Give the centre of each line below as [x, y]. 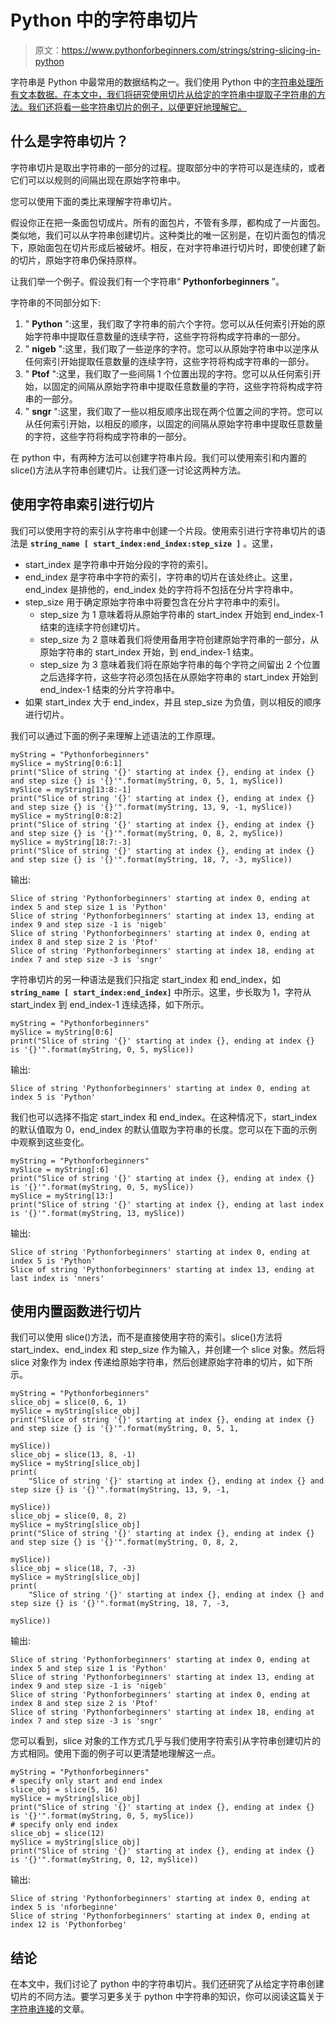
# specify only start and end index [86, 1781]
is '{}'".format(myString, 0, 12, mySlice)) [104, 1860]
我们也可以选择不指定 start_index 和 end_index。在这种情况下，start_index [164, 1117]
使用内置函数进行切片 [76, 1311]
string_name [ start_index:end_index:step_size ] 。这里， [154, 543]
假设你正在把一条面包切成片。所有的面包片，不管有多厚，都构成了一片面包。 [168, 222]
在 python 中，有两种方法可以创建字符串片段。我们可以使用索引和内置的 [158, 457]
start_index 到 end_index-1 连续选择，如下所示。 [110, 1004]
